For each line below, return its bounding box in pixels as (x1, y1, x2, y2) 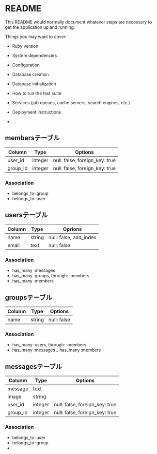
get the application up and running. (5, 24, 75, 30)
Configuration (12, 62, 40, 68)
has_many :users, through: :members (12, 342, 87, 348)
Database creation (12, 71, 49, 77)
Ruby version (12, 43, 39, 49)
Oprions (63, 226, 82, 232)
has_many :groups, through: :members (12, 273, 90, 279)
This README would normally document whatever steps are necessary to (5, 19, 152, 25)
